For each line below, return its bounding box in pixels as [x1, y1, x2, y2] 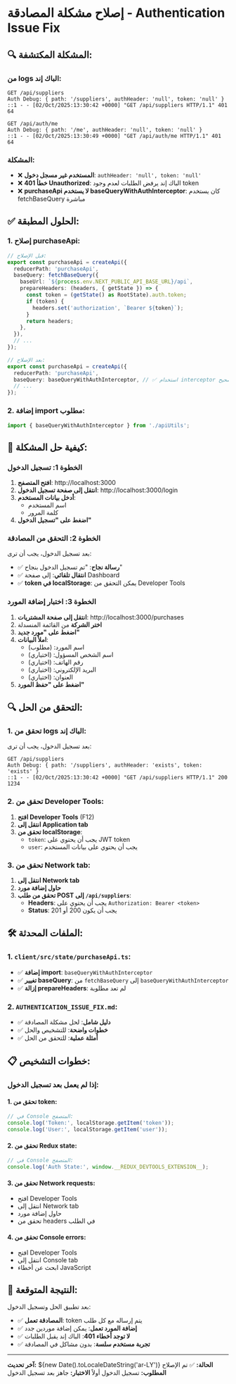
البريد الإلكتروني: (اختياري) [27, 665, 97, 674]
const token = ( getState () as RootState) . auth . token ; [25, 291, 188, 298]
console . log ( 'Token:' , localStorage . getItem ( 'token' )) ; [7, 1119, 174, 1127]
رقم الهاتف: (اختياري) [27, 658, 84, 666]
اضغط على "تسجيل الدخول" [17, 516, 92, 524]
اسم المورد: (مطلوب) [27, 643, 85, 651]
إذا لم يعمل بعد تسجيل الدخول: [7, 1080, 100, 1090]
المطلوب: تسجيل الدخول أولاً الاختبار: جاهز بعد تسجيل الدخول [7, 1369, 166, 1377]
